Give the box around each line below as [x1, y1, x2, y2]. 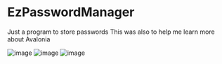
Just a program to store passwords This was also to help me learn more [7, 27, 216, 36]
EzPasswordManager [7, 4, 135, 20]
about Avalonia [7, 34, 51, 43]
